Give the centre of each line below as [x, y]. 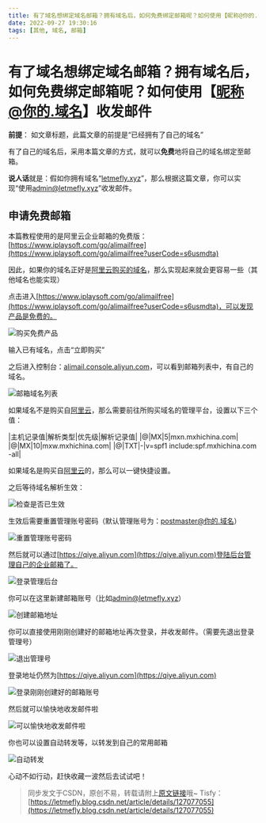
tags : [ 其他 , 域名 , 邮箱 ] [47, 30]
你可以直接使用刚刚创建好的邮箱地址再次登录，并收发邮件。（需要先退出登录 [131, 632]
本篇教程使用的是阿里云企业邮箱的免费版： [78, 236]
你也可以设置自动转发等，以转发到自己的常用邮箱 [88, 743]
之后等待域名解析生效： [46, 487]
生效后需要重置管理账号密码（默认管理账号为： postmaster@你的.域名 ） [125, 521]
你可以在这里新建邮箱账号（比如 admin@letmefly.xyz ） [97, 598]
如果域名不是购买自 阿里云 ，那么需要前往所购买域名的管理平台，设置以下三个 [133, 410]
